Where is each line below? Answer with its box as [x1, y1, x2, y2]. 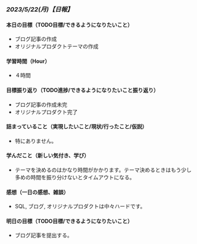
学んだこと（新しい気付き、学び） [6, 152, 90, 159]
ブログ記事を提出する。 [14, 232, 73, 239]
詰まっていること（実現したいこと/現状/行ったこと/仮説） [6, 123, 148, 130]
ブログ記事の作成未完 [14, 101, 67, 108]
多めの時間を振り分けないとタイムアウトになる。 [14, 173, 135, 180]
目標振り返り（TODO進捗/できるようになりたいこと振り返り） [6, 86, 159, 93]
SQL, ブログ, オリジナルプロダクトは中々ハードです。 [14, 203, 146, 210]
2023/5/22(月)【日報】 [6, 5, 73, 13]
